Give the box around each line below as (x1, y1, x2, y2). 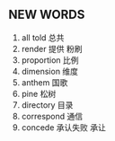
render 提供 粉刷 (21, 43, 83, 54)
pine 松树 (21, 88, 57, 99)
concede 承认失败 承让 (21, 121, 107, 133)
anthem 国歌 (21, 76, 68, 88)
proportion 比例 (21, 54, 79, 66)
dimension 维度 (21, 66, 78, 76)
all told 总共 (21, 31, 65, 43)
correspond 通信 (21, 110, 84, 121)
